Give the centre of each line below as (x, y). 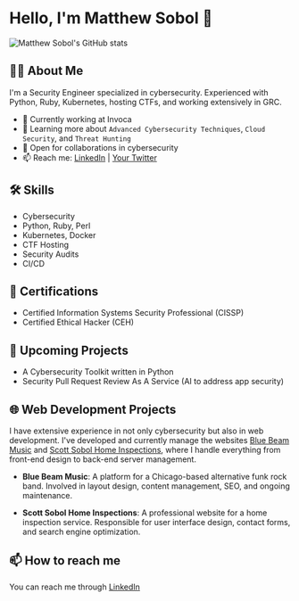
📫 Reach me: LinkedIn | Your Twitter (90, 157)
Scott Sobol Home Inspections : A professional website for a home (145, 513)
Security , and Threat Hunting (76, 138)
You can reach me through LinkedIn (75, 587)
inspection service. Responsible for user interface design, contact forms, (156, 522)
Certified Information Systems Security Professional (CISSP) (133, 313)
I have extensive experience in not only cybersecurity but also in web (137, 431)
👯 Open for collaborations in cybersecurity (100, 147)
